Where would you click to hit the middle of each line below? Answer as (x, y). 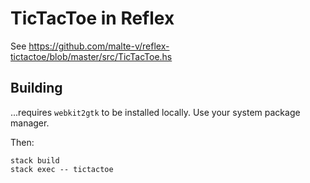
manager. (30, 123)
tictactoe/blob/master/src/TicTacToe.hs (91, 56)
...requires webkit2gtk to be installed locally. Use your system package (155, 112)
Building (36, 88)
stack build (35, 160)
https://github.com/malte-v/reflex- (99, 46)
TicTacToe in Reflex (92, 18)
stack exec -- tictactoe (62, 169)
